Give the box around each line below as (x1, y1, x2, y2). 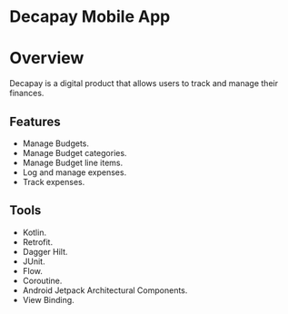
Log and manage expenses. (22, 166, 127, 178)
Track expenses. (22, 176, 85, 187)
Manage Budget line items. (22, 157, 124, 168)
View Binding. (22, 294, 74, 305)
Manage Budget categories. (22, 147, 127, 158)
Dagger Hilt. (22, 246, 68, 257)
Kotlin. (22, 227, 47, 238)
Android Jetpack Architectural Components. (22, 284, 188, 296)
